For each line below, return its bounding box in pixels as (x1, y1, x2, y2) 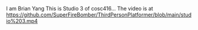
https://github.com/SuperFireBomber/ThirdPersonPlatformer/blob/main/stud (6, 11, 192, 18)
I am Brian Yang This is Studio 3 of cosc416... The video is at (6, 5, 154, 12)
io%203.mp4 (6, 18, 38, 24)
